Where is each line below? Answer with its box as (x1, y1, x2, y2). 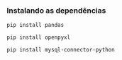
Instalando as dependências (6, 6, 106, 16)
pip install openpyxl (6, 34, 71, 41)
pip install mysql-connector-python (6, 47, 115, 54)
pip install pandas (6, 22, 65, 29)
